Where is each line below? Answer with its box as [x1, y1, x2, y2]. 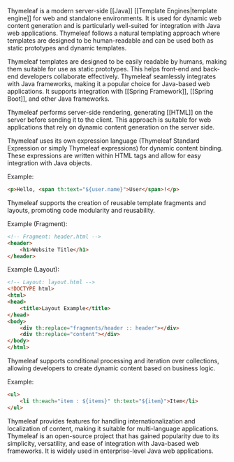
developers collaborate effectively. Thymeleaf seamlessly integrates [20, 72, 217, 80]
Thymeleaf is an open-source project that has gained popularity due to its [7, 431, 219, 440]
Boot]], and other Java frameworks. [7, 94, 110, 103]
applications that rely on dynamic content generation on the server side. [7, 123, 215, 131]
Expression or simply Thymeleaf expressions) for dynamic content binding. [7, 144, 224, 152]
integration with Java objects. [7, 159, 92, 167]
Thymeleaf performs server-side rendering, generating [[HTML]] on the [7, 108, 213, 116]
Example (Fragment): [7, 219, 68, 227]
